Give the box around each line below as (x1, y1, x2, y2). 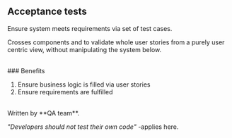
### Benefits (7, 66, 45, 75)
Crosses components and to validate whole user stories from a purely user (7, 38, 225, 46)
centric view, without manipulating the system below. (7, 45, 161, 54)
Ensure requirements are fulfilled (17, 87, 113, 96)
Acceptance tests (7, 6, 87, 18)
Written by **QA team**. (7, 108, 80, 117)
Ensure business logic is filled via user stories (17, 80, 151, 89)
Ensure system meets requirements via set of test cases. (7, 24, 173, 32)
